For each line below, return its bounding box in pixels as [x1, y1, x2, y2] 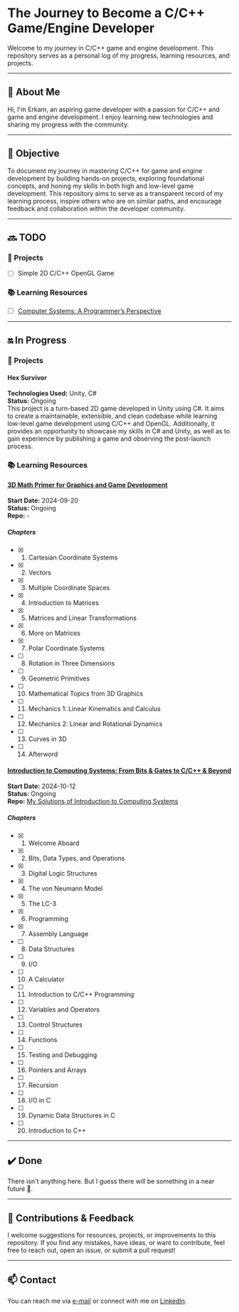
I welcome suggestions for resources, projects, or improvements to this [7, 1231, 216, 1239]
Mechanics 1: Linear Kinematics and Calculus [28, 705, 161, 713]
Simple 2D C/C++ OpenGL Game [17, 269, 115, 278]
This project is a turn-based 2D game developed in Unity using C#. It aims [7, 404, 225, 413]
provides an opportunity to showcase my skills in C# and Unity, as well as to [7, 427, 230, 436]
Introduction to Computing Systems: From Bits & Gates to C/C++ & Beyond [7, 766, 232, 775]
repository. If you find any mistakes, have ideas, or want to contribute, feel [7, 1239, 225, 1247]
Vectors [28, 568, 52, 577]
